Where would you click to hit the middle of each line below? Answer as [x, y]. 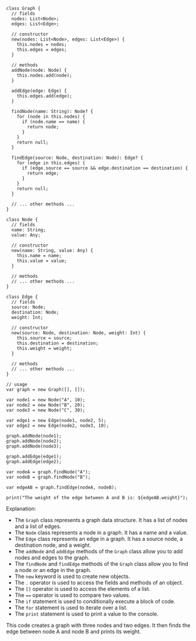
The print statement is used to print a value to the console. [87, 614]
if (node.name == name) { [53, 122]
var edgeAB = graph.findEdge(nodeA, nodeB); [62, 487]
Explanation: [21, 509]
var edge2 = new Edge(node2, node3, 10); [58, 426]
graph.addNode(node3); [34, 446]
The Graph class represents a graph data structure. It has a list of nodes [101, 520]
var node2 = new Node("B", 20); [46, 405]
